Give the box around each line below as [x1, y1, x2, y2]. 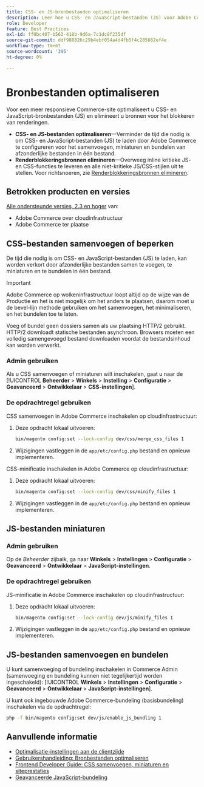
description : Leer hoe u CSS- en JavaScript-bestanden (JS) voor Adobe [6, 15, 191, 21]
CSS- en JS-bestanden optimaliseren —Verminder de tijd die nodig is [15, 130, 190, 137]
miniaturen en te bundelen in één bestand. [6, 268, 112, 275]
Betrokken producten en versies [6, 186, 131, 197]
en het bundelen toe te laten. [6, 310, 78, 318]
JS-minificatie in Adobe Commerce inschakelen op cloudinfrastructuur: [6, 591, 185, 598]
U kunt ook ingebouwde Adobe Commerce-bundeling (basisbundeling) [6, 697, 184, 704]
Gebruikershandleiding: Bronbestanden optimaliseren [15, 754, 149, 761]
